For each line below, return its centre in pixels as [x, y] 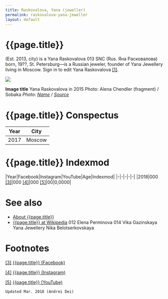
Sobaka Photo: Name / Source [37, 94]
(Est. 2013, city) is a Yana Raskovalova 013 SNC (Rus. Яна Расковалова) [81, 59]
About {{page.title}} [33, 217]
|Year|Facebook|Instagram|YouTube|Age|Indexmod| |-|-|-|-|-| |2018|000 [82, 177]
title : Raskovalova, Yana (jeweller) [45, 10]
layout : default [22, 19]
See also [24, 203]
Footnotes [27, 248]
